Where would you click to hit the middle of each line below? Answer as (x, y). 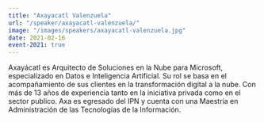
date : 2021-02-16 (37, 38)
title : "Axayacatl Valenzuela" (60, 15)
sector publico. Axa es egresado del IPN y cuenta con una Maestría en (123, 101)
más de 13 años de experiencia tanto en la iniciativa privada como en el (124, 93)
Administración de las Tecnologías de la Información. (95, 110)
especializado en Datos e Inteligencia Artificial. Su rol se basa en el (118, 76)
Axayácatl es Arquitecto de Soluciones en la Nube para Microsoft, (116, 67)
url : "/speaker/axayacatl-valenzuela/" (74, 23)
